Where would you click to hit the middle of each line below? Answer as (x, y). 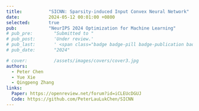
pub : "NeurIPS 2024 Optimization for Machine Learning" (91, 28)
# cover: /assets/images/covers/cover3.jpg (73, 61)
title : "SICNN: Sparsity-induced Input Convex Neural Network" (98, 12)
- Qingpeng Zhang (33, 83)
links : (14, 88)
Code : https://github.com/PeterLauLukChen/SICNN (73, 99)
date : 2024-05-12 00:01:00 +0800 (61, 17)
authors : (17, 66)
